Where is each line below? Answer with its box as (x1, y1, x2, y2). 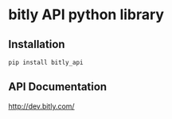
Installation (8, 38, 65, 51)
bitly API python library (8, 6, 165, 24)
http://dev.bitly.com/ (8, 101, 75, 111)
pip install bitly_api (8, 58, 84, 66)
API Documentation (8, 80, 107, 93)
